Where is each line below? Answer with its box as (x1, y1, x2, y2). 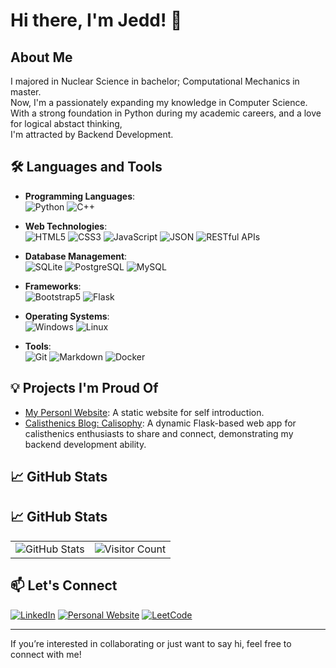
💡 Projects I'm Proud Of (10, 380, 159, 397)
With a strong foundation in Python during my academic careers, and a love (10, 107, 322, 119)
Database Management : (24, 250, 128, 262)
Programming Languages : (24, 190, 136, 202)
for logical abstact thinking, (10, 118, 123, 129)
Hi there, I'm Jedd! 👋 (10, 9, 183, 32)
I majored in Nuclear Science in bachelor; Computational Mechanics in (10, 75, 300, 87)
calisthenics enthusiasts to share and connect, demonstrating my (24, 427, 294, 439)
